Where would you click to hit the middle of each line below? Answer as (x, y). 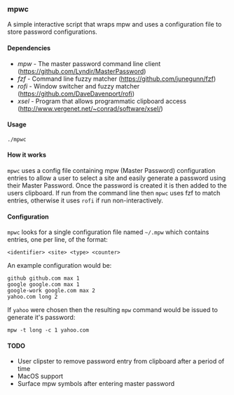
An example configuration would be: (60, 266)
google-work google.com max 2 (51, 291)
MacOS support (40, 376)
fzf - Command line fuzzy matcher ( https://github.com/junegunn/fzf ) (116, 79)
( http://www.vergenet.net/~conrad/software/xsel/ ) (90, 108)
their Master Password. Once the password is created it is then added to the (117, 185)
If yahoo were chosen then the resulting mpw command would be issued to (113, 310)
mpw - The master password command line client (89, 63)
